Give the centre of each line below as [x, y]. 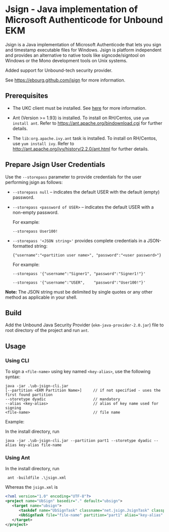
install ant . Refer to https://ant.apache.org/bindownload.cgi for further [87, 123]
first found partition [29, 395]
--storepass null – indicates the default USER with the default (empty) [86, 192]
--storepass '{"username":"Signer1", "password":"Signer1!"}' [79, 274]
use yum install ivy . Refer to [43, 143]
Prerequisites [27, 96]
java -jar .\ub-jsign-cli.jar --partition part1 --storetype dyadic [78, 441]
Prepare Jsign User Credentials [55, 165]
